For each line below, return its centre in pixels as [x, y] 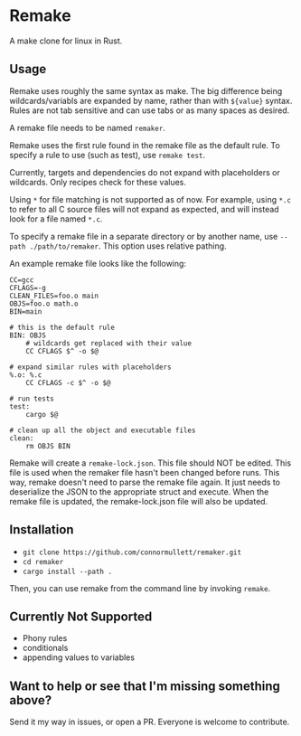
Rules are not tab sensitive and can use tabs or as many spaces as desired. [150, 110]
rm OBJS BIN [48, 446]
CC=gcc [22, 280]
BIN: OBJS [28, 335]
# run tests [32, 399]
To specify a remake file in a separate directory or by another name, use [144, 236]
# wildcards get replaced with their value [109, 343]
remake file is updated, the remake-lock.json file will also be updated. [139, 501]
